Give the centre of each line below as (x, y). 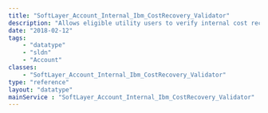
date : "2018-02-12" (41, 30)
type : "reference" (39, 82)
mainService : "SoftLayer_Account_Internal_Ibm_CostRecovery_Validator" (132, 97)
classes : (23, 68)
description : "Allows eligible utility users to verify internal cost (128, 23)
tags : (17, 38)
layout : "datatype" (41, 90)
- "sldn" (37, 53)
